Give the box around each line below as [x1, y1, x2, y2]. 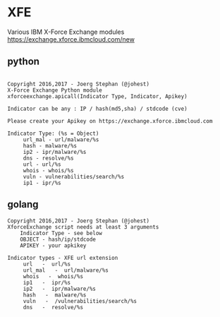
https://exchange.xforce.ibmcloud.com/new [7, 35, 135, 43]
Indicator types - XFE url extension [7, 254, 118, 261]
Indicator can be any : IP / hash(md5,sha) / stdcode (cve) [7, 105, 188, 112]
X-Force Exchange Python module [7, 86, 102, 94]
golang [7, 198, 39, 210]
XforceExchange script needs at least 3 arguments [7, 223, 159, 230]
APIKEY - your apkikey [20, 241, 87, 249]
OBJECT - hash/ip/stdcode [20, 236, 97, 243]
